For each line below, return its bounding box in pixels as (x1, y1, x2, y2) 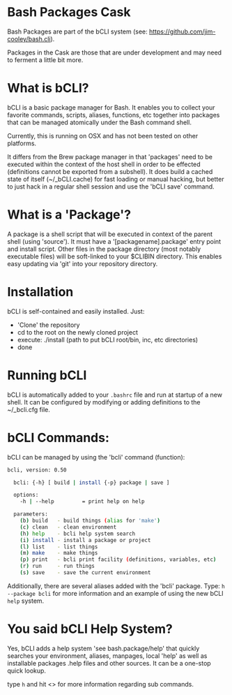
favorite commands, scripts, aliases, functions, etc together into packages (7, 110, 220, 119)
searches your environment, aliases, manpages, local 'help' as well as (7, 651, 208, 660)
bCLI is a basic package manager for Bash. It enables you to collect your (7, 103, 215, 112)
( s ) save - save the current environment (20, 569, 151, 576)
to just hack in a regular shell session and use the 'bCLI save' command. (7, 182, 215, 191)
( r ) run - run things (20, 563, 95, 570)
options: (13, 492, 39, 499)
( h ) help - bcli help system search (20, 530, 136, 537)
